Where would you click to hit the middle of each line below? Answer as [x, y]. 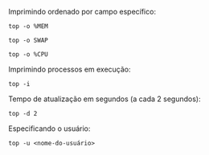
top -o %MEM [28, 27]
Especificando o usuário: [49, 128]
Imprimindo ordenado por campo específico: [82, 12]
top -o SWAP [28, 40]
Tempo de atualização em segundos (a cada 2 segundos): [104, 99]
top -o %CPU [28, 55]
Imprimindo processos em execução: [70, 69]
